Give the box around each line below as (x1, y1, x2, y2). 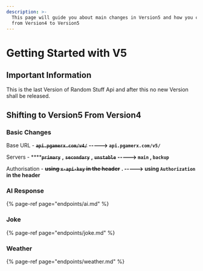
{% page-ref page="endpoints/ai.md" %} (6, 200, 109, 208)
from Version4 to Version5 (11, 20, 80, 26)
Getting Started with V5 (6, 46, 127, 60)
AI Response (6, 187, 44, 195)
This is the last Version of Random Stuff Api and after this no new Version (6, 86, 189, 94)
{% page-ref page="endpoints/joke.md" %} (6, 229, 115, 236)
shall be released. (6, 92, 50, 100)
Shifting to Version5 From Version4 (6, 110, 142, 120)
